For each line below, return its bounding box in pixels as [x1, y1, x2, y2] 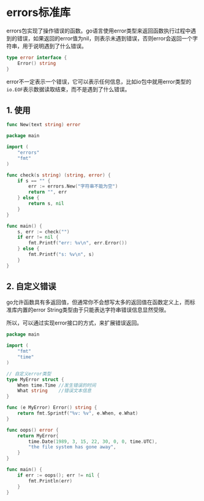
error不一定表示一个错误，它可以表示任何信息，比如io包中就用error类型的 [6, 78, 192, 85]
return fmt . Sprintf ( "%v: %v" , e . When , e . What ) [17, 410, 138, 416]
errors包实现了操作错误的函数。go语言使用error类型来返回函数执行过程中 [6, 27, 191, 34]
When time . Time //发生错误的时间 [17, 382, 96, 388]
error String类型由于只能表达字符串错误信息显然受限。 [32, 306, 170, 314]
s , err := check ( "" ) [17, 228, 70, 235]
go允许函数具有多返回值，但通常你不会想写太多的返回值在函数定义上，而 [6, 298, 190, 306]
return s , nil [28, 200, 64, 206]
